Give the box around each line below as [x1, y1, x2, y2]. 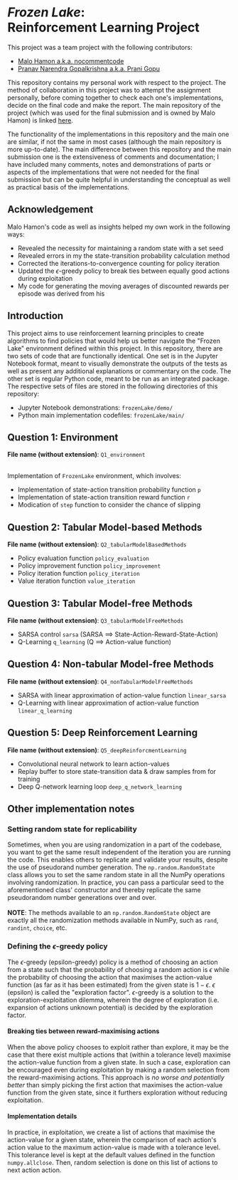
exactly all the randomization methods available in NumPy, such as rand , [7, 916, 219, 925]
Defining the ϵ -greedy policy [7, 941, 108, 951]
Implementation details [7, 1112, 77, 1121]
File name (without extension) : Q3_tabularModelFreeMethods [7, 616, 184, 624]
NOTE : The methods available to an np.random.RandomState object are [7, 909, 211, 917]
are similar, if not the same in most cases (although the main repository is [7, 137, 222, 146]
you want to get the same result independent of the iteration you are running [7, 848, 231, 856]
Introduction [7, 310, 64, 322]
